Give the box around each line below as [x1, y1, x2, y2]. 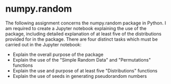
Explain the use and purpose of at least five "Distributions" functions [12, 67, 158, 74]
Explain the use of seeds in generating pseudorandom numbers [12, 73, 147, 79]
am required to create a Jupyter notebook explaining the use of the [5, 25, 147, 31]
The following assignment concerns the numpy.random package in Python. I [5, 20, 166, 26]
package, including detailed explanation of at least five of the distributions [5, 31, 162, 37]
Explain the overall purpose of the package [12, 51, 104, 58]
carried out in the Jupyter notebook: [5, 41, 82, 47]
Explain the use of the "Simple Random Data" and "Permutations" [12, 57, 151, 63]
